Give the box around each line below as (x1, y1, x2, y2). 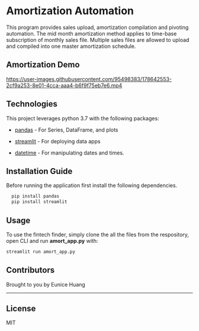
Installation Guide (6, 166, 73, 176)
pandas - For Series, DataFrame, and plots (14, 126, 118, 133)
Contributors (6, 265, 55, 275)
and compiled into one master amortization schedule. (6, 43, 136, 50)
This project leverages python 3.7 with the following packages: (6, 114, 159, 122)
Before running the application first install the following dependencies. (6, 182, 178, 189)
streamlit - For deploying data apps (14, 137, 101, 144)
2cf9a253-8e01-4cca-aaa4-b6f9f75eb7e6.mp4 (6, 82, 123, 89)
